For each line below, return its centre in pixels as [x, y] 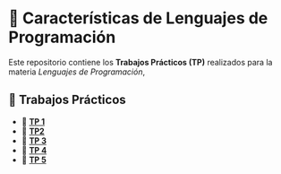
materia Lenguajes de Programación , [77, 72]
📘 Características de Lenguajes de [138, 18]
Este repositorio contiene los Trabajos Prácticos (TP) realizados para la [140, 62]
